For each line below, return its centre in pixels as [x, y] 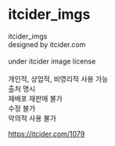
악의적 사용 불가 [32, 118]
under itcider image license [52, 61]
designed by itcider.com [47, 44]
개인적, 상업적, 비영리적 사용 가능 [58, 78]
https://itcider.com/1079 [47, 133]
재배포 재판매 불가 [35, 98]
